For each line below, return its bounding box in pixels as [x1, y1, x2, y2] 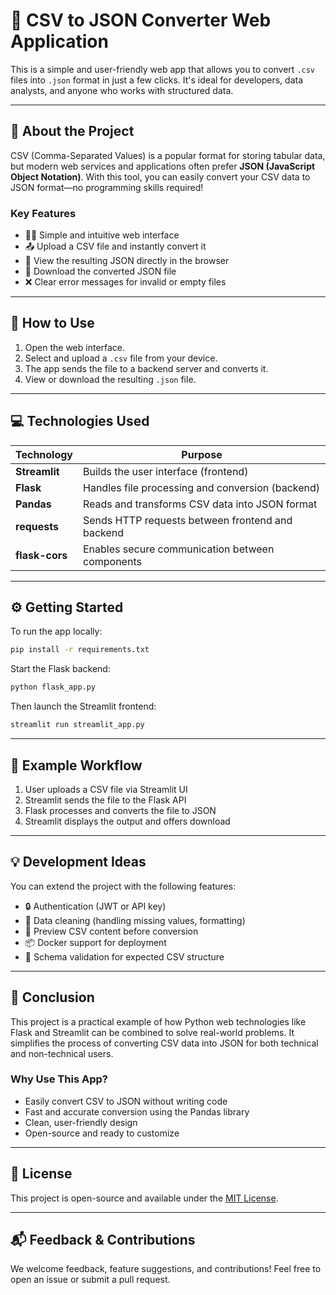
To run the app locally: [10, 625, 103, 638]
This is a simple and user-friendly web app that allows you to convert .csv [10, 63, 316, 75]
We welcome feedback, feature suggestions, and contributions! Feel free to [10, 1263, 322, 1275]
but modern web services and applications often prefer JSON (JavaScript [10, 160, 316, 172]
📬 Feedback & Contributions [10, 1232, 196, 1249]
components [83, 554, 142, 568]
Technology [15, 447, 73, 461]
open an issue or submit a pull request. [10, 1274, 171, 1286]
